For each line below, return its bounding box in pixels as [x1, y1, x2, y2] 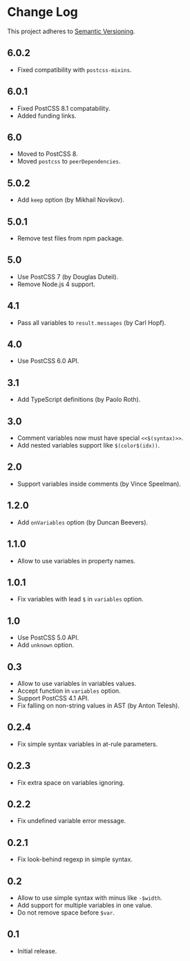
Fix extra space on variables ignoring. [17, 778, 125, 786]
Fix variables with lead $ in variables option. [17, 595, 144, 603]
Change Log [7, 4, 78, 20]
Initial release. [17, 946, 57, 955]
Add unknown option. [17, 641, 75, 649]
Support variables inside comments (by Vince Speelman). [17, 479, 182, 488]
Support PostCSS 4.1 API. [17, 694, 90, 702]
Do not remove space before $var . [17, 908, 115, 917]
